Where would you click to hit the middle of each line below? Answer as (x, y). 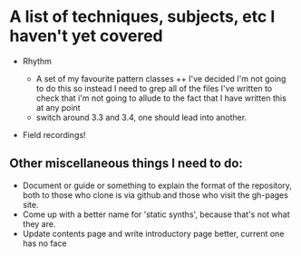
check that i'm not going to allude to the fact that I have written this (161, 98)
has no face (44, 243)
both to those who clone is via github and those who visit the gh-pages (155, 195)
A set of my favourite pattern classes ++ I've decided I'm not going (161, 78)
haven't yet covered (86, 36)
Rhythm (37, 61)
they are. (39, 223)
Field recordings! (54, 134)
